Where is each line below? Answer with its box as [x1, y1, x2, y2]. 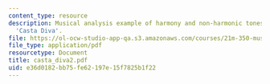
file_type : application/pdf [8, 42, 103, 50]
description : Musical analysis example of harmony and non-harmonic [8, 19, 243, 27]
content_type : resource [8, 11, 88, 20]
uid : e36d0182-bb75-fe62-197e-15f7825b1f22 [8, 64, 157, 72]
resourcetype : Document [8, 49, 88, 57]
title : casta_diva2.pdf [8, 57, 88, 65]
